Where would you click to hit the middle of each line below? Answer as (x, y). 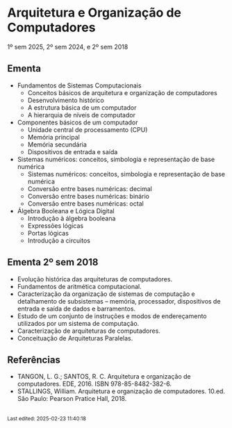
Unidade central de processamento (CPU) (88, 129)
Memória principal (53, 137)
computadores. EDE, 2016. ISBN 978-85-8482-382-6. (94, 384)
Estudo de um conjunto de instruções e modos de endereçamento (112, 316)
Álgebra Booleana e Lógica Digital (66, 211)
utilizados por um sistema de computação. (78, 323)
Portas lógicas (48, 233)
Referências (34, 360)
